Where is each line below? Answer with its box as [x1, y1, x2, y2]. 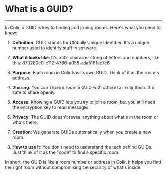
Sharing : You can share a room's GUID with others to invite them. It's [12, 84, 154, 90]
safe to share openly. [12, 89, 56, 95]
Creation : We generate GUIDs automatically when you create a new [12, 129, 152, 135]
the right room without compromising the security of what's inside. [5, 164, 142, 170]
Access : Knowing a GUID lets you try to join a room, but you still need [12, 99, 156, 105]
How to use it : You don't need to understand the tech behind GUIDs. [12, 144, 153, 150]
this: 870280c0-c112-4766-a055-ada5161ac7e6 [12, 60, 110, 66]
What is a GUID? [5, 3, 73, 15]
